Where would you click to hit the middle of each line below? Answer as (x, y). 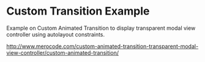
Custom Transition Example (78, 11)
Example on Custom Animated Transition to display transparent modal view (101, 28)
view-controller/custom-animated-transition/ (63, 52)
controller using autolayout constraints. (56, 34)
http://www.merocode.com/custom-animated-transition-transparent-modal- (102, 46)
